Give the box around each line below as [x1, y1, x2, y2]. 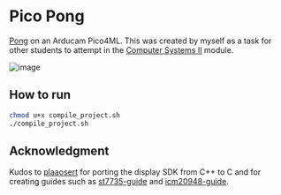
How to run [9, 87, 72, 102]
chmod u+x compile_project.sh [9, 110, 121, 120]
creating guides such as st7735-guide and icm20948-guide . [9, 176, 230, 187]
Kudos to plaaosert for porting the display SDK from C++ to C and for [9, 167, 262, 177]
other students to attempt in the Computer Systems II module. [9, 44, 234, 55]
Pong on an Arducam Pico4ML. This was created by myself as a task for [9, 35, 272, 46]
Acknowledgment [9, 143, 110, 158]
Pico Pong [9, 6, 86, 26]
